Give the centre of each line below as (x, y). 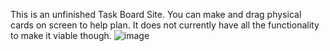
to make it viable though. (61, 35)
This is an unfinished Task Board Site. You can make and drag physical (156, 14)
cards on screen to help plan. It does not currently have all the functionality (165, 25)
